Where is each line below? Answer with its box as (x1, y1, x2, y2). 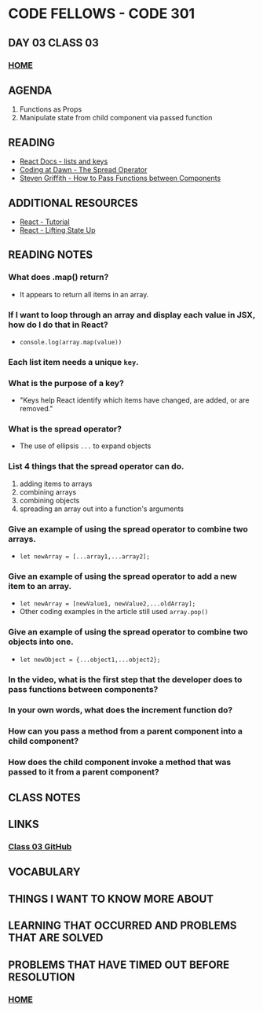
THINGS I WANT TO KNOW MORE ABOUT (8, 892, 214, 905)
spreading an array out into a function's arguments (19, 504, 184, 513)
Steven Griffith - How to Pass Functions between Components (19, 174, 221, 183)
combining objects (19, 495, 80, 505)
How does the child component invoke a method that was (8, 756, 232, 767)
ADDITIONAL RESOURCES (8, 196, 139, 209)
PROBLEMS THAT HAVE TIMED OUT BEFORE (8, 958, 230, 971)
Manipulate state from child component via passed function (19, 113, 213, 123)
